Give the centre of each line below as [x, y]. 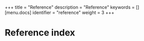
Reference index [40, 33]
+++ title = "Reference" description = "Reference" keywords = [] [72, 7]
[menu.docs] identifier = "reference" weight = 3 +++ [60, 12]
